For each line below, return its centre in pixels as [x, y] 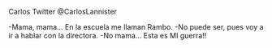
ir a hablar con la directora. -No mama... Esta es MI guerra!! [108, 36]
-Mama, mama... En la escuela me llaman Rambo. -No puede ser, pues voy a [136, 27]
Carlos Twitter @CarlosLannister [63, 12]
